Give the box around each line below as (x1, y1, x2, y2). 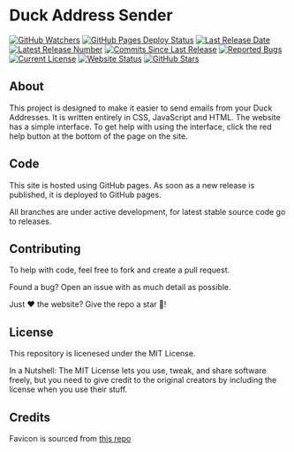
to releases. (9, 216, 52, 226)
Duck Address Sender (9, 5, 174, 26)
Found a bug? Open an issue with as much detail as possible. (9, 282, 231, 293)
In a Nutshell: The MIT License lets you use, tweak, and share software (9, 365, 267, 376)
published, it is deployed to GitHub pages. (9, 189, 162, 200)
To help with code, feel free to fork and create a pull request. (9, 264, 230, 275)
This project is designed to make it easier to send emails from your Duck (9, 103, 273, 113)
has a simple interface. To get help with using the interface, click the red (9, 121, 272, 132)
